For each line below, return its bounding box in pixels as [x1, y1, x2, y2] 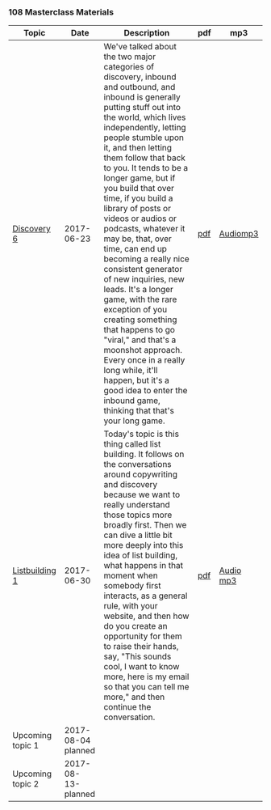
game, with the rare [103, 294, 177, 305]
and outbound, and [103, 82, 176, 93]
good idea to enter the [103, 385, 188, 397]
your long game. [103, 415, 165, 426]
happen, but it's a [103, 375, 169, 386]
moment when [103, 570, 159, 581]
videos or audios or [103, 213, 177, 224]
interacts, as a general [103, 590, 188, 601]
